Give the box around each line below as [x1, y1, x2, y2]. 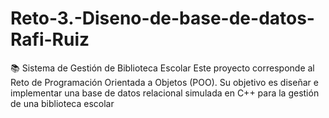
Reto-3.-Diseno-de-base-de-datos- [10, 7, 315, 30]
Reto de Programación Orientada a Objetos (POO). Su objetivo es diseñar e [10, 76, 319, 88]
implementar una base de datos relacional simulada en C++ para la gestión [10, 87, 320, 99]
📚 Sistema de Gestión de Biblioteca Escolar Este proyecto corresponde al [10, 62, 315, 74]
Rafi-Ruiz [10, 28, 90, 51]
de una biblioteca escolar [10, 97, 115, 109]
